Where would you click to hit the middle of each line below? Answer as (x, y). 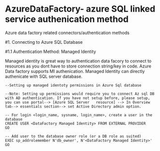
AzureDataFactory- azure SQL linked (80, 9)
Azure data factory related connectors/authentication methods (67, 33)
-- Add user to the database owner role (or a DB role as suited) (73, 136)
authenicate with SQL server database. (44, 76)
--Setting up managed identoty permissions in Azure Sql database (73, 85)
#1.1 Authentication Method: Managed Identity (51, 51)
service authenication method (67, 19)
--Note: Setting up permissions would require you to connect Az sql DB (80, 94)
